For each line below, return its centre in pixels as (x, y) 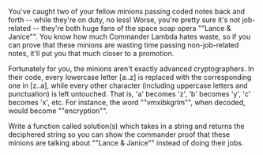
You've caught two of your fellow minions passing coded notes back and (127, 11)
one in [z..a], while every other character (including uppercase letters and (128, 85)
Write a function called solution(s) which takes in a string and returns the (126, 126)
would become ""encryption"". (58, 111)
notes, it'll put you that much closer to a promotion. (91, 53)
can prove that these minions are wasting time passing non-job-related (124, 45)
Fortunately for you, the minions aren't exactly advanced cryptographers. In (131, 69)
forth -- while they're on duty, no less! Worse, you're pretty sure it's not (124, 20)
